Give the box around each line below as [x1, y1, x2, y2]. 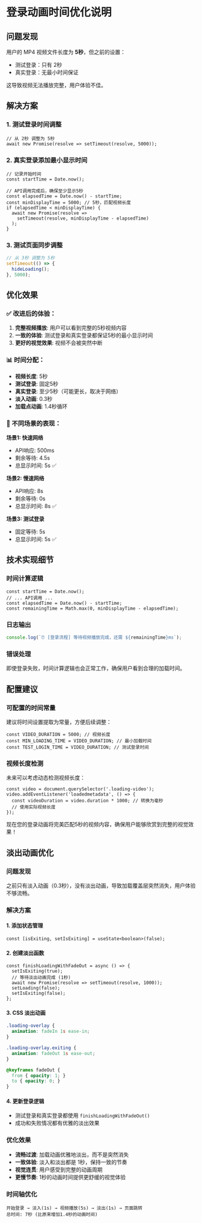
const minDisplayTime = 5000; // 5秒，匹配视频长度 [6, 199, 131, 205]
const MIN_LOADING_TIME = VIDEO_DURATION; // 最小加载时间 [6, 738, 152, 744]
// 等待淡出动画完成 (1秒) [11, 974, 71, 981]
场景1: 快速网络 [6, 434, 44, 441]
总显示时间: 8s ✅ [14, 503, 57, 510]
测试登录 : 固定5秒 [14, 380, 59, 387]
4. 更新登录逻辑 [6, 1097, 44, 1104]
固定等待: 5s [14, 528, 46, 536]
